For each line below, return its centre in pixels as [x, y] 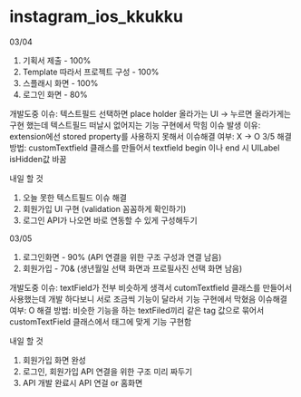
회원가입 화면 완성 [54, 360]
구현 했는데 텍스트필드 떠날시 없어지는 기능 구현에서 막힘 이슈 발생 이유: [135, 125]
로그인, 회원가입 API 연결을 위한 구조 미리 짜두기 [107, 371]
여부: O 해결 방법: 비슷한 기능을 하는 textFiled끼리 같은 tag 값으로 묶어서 [137, 310]
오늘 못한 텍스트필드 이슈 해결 [74, 198]
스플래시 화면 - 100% [60, 82]
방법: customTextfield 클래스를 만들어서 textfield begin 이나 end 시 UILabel [145, 148]
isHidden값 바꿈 [38, 159]
